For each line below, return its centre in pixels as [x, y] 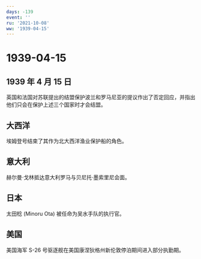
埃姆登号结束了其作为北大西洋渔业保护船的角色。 [67, 141]
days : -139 [20, 12]
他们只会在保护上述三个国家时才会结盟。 [56, 105]
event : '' [19, 17]
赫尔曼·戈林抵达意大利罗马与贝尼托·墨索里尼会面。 [68, 177]
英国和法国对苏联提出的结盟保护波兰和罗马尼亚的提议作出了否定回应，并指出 [101, 97]
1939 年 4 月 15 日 [39, 82]
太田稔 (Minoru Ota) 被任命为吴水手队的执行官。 [65, 213]
